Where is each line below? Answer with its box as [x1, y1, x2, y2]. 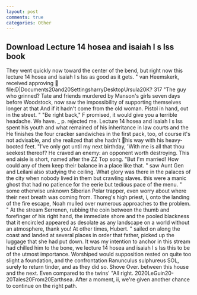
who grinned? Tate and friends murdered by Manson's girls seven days [6, 92, 180, 100]
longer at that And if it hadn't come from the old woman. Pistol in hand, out [6, 105, 189, 112]
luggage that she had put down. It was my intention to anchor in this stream [6, 238, 191, 245]
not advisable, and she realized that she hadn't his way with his [6, 136, 164, 144]
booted [6, 143, 24, 150]
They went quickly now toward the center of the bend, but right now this [6, 67, 183, 74]
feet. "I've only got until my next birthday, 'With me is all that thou [24, 143, 185, 150]
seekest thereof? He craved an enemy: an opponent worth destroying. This [6, 150, 190, 157]
